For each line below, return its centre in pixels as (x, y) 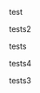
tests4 (20, 63)
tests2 (20, 29)
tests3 (20, 81)
